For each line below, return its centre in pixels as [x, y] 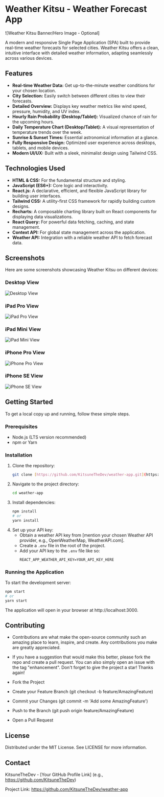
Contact [18, 763]
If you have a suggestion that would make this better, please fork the [81, 657]
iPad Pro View [22, 306]
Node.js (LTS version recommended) [49, 437]
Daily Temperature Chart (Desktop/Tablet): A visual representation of [83, 127]
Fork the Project [28, 682]
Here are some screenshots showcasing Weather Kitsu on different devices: [82, 270]
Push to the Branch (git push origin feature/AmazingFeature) [73, 711]
